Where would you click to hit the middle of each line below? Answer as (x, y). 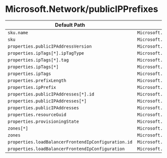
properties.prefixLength (37, 80)
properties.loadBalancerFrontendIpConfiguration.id (70, 142)
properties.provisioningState (43, 121)
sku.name (18, 33)
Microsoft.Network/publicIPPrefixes (82, 9)
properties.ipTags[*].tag (38, 60)
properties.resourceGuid (37, 115)
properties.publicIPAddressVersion (50, 46)
